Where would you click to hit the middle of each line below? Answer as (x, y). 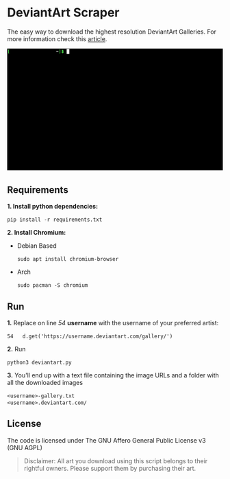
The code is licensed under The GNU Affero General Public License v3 (107, 440)
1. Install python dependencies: (52, 207)
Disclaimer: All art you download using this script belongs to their (116, 460)
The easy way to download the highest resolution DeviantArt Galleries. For (112, 32)
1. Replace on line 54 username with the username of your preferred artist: (113, 323)
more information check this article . (57, 38)
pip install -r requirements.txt (55, 220)
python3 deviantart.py (39, 362)
